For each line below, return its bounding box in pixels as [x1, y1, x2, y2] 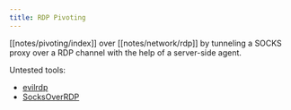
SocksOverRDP [22, 91, 80, 102]
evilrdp [22, 81, 48, 92]
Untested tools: [9, 64, 66, 75]
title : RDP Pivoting [9, 13, 87, 22]
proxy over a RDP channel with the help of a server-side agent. [9, 47, 242, 58]
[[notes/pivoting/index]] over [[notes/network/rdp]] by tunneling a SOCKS [9, 38, 283, 48]
